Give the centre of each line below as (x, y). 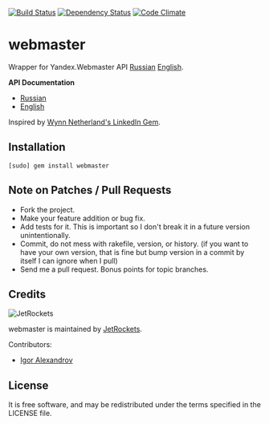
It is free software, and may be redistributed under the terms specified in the (134, 405)
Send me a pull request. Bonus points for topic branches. (114, 269)
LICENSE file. (30, 414)
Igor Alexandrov (47, 360)
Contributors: (30, 345)
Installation (37, 147)
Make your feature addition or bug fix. (83, 218)
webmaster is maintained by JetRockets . (75, 329)
